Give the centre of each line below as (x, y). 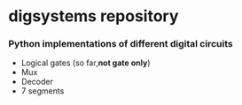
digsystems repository (94, 16)
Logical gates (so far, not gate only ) (86, 63)
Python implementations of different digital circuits (121, 44)
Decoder (37, 82)
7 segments (43, 91)
